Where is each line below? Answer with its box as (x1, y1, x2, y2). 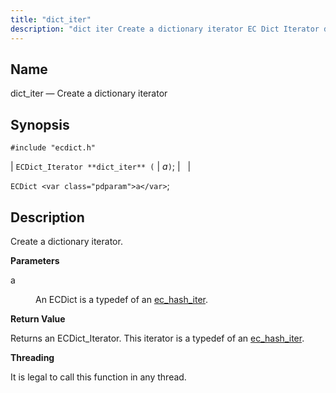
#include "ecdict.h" (10, 143, 97, 153)
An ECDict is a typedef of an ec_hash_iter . (35, 293, 209, 305)
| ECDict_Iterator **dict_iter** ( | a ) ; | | (10, 161, 192, 173)
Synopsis (10, 116, 70, 133)
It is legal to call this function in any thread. (10, 371, 187, 383)
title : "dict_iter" (10, 14, 92, 25)
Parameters (10, 254, 60, 266)
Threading (10, 351, 55, 363)
